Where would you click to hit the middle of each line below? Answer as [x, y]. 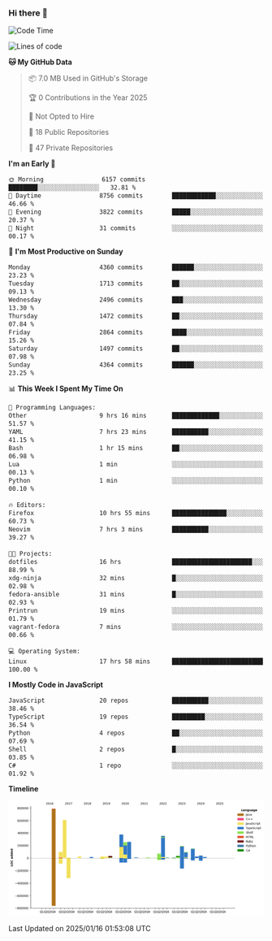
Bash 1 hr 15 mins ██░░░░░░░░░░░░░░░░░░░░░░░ [136, 449]
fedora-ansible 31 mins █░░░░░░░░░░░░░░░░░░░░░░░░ [136, 595]
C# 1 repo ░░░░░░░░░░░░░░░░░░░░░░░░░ [136, 766]
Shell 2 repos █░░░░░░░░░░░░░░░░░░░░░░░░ [136, 750]
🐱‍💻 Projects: [30, 554]
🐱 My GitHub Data [41, 62]
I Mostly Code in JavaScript [56, 685]
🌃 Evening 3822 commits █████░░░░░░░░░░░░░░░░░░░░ [136, 212]
